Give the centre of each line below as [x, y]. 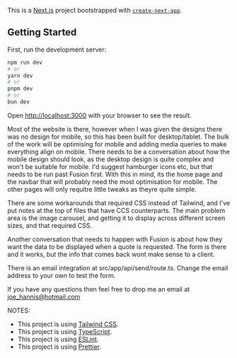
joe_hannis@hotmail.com [44, 296]
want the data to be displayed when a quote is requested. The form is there [117, 246]
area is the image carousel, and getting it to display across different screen [116, 218]
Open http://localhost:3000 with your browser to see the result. [100, 115]
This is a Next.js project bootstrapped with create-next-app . [95, 10]
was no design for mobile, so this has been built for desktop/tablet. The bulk [118, 137]
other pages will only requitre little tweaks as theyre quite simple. [102, 189]
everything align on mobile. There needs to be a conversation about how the [118, 151]
